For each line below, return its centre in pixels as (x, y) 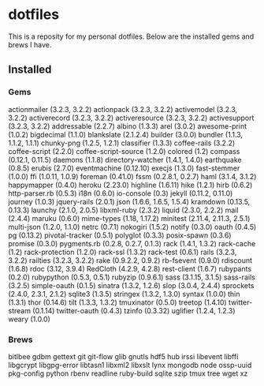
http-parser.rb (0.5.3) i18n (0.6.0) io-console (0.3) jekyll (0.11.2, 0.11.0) (121, 193)
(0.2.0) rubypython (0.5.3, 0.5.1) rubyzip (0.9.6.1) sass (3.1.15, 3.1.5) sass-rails (132, 277)
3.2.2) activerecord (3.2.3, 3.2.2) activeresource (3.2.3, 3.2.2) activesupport (131, 118)
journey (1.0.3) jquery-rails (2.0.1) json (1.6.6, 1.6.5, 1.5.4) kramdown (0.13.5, (129, 201)
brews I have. (30, 44)
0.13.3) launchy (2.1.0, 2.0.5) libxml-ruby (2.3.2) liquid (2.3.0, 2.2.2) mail (123, 210)
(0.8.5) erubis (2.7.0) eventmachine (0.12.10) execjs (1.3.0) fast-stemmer (124, 168)
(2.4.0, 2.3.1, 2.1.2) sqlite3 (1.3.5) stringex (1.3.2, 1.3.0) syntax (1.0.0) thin (124, 294)
